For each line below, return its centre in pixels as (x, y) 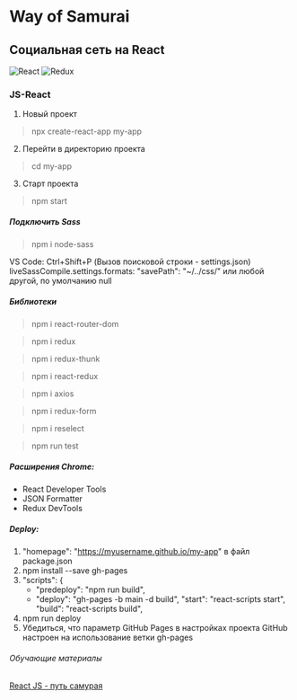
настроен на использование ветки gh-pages (108, 638)
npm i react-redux (65, 377)
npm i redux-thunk (66, 359)
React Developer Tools (64, 489)
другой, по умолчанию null (61, 281)
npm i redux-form (64, 412)
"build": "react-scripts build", (89, 609)
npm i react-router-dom (75, 324)
